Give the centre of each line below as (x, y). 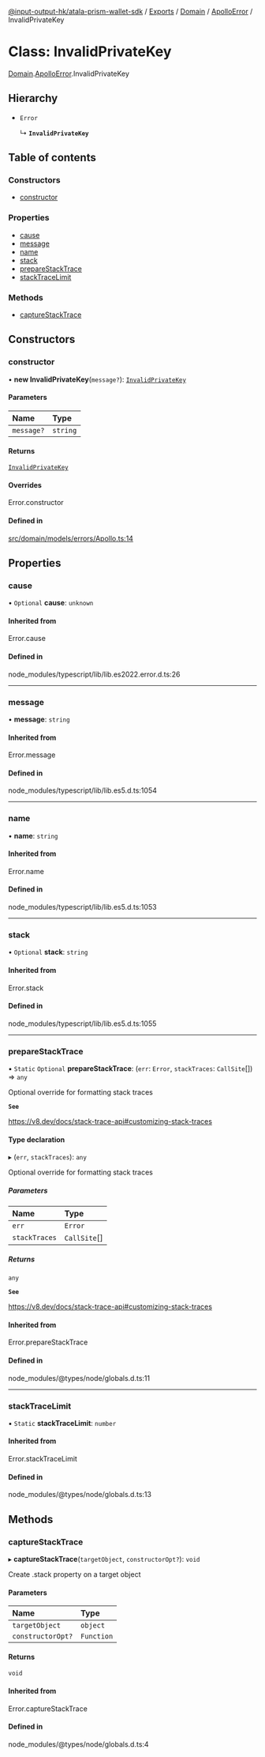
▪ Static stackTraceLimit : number (62, 1423)
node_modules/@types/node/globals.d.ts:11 (79, 1378)
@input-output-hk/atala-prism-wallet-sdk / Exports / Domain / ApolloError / (131, 11)
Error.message (32, 755)
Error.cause (27, 639)
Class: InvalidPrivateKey (90, 52)
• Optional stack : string (48, 952)
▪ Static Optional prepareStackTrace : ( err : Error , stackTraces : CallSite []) (131, 1069)
